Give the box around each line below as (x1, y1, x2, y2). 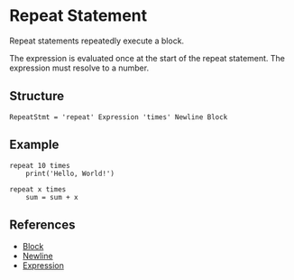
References (9, 217, 76, 232)
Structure (9, 89, 65, 104)
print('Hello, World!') (25, 169, 115, 178)
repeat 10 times (9, 161, 70, 170)
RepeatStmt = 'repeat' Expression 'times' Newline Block (9, 112, 228, 122)
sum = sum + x (25, 192, 78, 201)
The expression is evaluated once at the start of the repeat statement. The (9, 52, 286, 63)
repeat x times (9, 184, 67, 194)
